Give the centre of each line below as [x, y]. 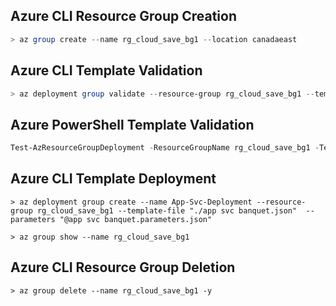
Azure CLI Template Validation [106, 70]
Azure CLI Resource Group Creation [123, 16]
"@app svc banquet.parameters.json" [136, 219]
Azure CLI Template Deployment [113, 179]
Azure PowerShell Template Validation [132, 124]
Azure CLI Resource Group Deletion [123, 267]
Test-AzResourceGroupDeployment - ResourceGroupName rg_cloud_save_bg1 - [165, 148]
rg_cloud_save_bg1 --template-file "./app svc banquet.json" [167, 210]
